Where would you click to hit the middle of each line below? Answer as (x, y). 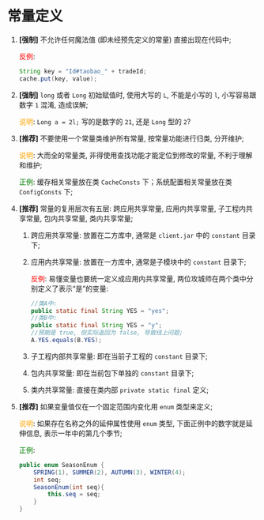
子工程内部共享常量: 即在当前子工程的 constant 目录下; (119, 356)
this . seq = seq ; (74, 495)
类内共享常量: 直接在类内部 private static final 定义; (119, 390)
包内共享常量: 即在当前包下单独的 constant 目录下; (112, 373)
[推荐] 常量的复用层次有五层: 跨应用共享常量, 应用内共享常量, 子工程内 (132, 208)
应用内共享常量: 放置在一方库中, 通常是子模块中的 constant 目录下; (138, 262)
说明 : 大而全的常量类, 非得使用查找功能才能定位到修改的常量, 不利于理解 (136, 155)
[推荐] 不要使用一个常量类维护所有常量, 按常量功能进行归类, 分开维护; (131, 138)
